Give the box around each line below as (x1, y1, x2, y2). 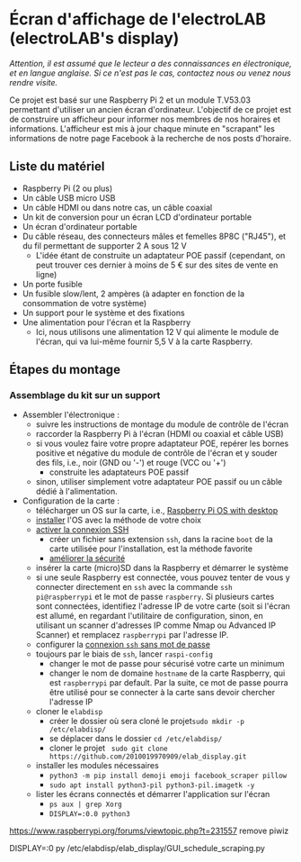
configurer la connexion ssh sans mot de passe (35, 640, 211, 650)
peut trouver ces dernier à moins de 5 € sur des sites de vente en (35, 259, 279, 270)
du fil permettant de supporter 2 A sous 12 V (22, 240, 187, 251)
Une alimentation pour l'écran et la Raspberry (22, 316, 191, 328)
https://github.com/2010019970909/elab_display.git (49, 752, 247, 761)
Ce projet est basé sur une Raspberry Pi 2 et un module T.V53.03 (9, 95, 252, 105)
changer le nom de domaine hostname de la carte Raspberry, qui (49, 667, 286, 679)
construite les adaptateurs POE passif (49, 467, 190, 477)
